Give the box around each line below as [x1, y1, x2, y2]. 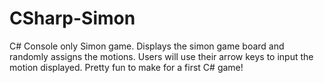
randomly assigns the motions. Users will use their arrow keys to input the [9, 50, 314, 62]
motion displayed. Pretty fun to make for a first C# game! [9, 61, 244, 73]
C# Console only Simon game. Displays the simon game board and [9, 40, 285, 52]
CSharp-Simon [9, 7, 136, 30]
